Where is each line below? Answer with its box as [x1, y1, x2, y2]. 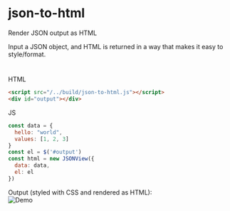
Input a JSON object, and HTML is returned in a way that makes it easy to [8, 42, 224, 51]
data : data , [14, 162, 51, 169]
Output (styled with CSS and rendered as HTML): [8, 187, 152, 197]
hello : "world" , [14, 128, 63, 136]
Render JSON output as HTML [8, 29, 98, 37]
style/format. [8, 50, 46, 58]
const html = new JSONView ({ [8, 155, 95, 163]
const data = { [8, 122, 53, 129]
